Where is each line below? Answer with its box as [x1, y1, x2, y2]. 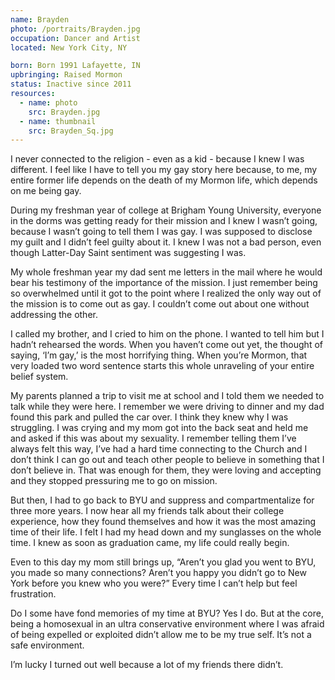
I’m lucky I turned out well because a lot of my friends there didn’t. [10, 659, 284, 671]
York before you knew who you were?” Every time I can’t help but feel [10, 577, 298, 590]
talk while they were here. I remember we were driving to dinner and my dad [10, 401, 325, 413]
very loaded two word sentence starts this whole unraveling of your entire [10, 360, 315, 372]
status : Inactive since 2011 [10, 79, 132, 90]
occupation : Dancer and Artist [10, 33, 141, 43]
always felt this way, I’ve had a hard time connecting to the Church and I [10, 443, 308, 455]
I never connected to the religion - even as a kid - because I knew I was [10, 153, 305, 165]
